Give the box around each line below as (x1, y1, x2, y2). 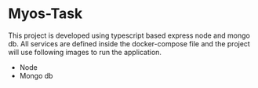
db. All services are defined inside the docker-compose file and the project (8, 38, 251, 48)
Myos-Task (8, 5, 83, 23)
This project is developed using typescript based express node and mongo (8, 31, 251, 40)
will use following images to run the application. (8, 47, 162, 57)
